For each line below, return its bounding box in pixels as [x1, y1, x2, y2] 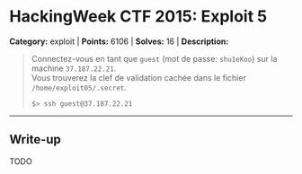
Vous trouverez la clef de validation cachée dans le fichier [31, 72, 247, 83]
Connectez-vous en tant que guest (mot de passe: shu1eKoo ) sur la [31, 53, 278, 64]
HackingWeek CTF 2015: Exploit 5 [9, 6, 268, 27]
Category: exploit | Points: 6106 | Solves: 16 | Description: [9, 36, 229, 47]
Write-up [9, 132, 61, 147]
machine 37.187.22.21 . [31, 63, 117, 74]
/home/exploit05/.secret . [31, 82, 128, 92]
